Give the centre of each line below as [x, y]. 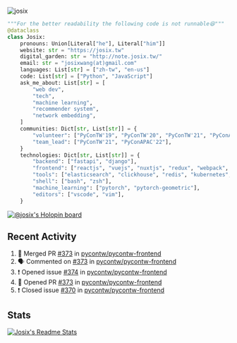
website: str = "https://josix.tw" [72, 50]
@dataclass [23, 30]
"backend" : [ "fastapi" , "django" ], [85, 162]
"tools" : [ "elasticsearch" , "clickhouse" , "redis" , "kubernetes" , [132, 175]
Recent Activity [42, 236]
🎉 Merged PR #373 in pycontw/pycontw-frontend [89, 253]
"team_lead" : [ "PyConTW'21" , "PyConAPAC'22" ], [102, 142]
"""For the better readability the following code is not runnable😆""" [116, 24]
